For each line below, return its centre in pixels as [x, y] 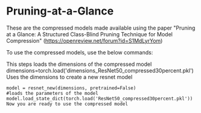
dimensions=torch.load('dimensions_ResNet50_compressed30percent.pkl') [100, 70]
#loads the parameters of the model [52, 93]
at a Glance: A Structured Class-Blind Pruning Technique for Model [90, 34]
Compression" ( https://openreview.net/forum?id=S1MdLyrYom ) [85, 40]
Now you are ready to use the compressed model [67, 104]
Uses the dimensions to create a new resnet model [69, 77]
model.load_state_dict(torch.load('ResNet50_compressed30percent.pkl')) [100, 98]
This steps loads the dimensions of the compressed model [79, 64]
